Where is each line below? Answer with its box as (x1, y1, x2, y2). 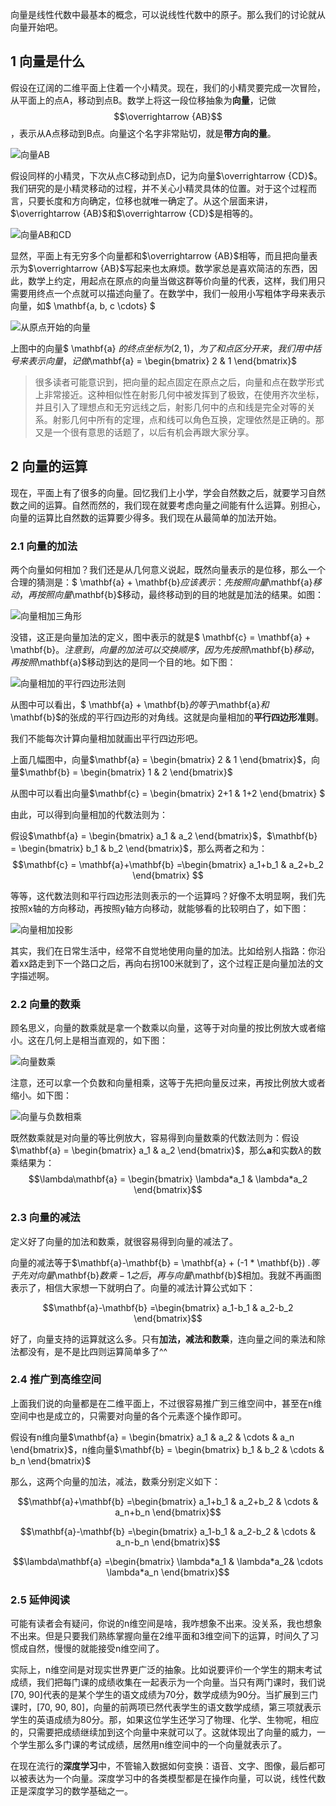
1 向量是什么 (10, 53, 86, 70)
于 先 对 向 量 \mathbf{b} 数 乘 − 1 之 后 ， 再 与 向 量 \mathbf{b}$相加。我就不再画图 (10, 1269, 322, 1281)
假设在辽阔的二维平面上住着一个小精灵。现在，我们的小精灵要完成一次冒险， (10, 81, 326, 93)
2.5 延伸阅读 (10, 1593, 71, 1607)
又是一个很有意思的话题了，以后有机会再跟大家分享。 (34, 426, 255, 438)
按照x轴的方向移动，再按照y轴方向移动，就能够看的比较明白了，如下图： (10, 902, 310, 914)
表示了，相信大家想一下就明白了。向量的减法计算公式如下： (10, 1281, 256, 1293)
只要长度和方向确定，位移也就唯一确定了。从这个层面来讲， (27, 194, 273, 207)
